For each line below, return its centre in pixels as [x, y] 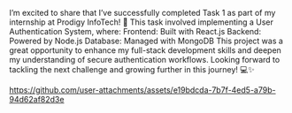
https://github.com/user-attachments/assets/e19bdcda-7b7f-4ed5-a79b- [142, 90]
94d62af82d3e [37, 99]
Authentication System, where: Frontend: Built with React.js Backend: [135, 31]
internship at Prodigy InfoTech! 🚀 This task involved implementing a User [142, 22]
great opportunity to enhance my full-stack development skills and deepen [145, 50]
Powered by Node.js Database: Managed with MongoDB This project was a [146, 41]
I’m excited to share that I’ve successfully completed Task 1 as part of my [142, 13]
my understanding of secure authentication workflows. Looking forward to [145, 60]
